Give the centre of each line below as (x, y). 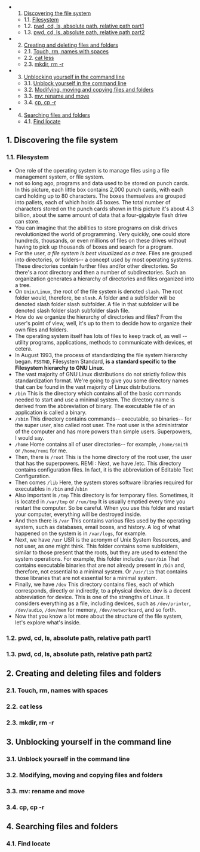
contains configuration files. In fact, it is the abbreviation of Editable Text (104, 469)
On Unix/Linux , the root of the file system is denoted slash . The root (99, 291)
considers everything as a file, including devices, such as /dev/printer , (103, 603)
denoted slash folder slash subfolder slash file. (72, 310)
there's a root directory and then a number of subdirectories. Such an (100, 272)
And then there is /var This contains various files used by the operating (103, 520)
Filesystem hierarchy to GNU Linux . (59, 368)
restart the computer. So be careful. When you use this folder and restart (104, 507)
